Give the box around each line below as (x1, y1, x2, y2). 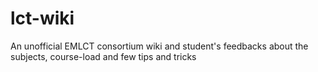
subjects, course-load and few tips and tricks (10, 50, 197, 62)
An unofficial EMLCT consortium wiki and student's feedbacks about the (10, 40, 309, 52)
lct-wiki (10, 7, 75, 30)
